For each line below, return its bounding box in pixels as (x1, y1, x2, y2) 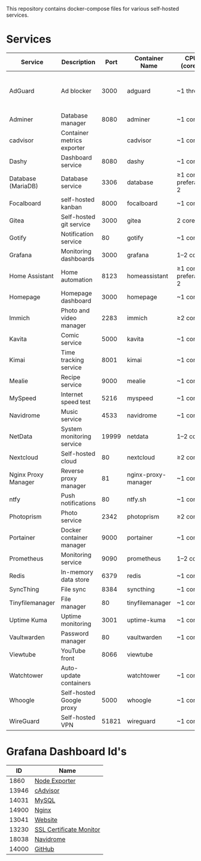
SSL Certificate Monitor (34, 825, 100, 833)
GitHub (34, 845, 55, 853)
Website (34, 815, 58, 824)
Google (60, 696, 82, 704)
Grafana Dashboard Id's (6, 745, 127, 758)
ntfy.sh (126, 495, 147, 503)
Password (60, 629, 89, 637)
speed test (60, 398, 91, 406)
